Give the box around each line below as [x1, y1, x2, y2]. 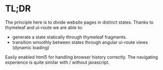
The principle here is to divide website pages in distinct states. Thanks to [5, 19, 154, 25]
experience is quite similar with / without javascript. [5, 59, 110, 65]
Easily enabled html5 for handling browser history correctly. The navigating [5, 54, 158, 60]
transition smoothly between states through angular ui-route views [12, 39, 148, 45]
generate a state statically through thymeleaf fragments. [12, 34, 127, 40]
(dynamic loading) [12, 44, 49, 50]
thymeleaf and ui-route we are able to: [5, 24, 83, 30]
